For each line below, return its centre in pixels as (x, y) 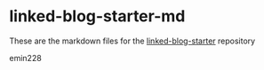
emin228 (25, 58)
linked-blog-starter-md (97, 16)
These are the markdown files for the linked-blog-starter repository (132, 41)
